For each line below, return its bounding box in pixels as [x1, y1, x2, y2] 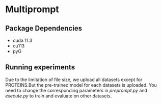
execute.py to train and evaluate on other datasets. [5, 93, 112, 99]
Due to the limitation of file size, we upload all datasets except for [5, 76, 143, 83]
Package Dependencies [5, 24, 83, 33]
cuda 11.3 [12, 37, 33, 43]
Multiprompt [5, 4, 60, 15]
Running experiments [5, 63, 75, 72]
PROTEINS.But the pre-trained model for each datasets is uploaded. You [5, 82, 157, 88]
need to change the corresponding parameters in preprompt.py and [5, 87, 148, 93]
